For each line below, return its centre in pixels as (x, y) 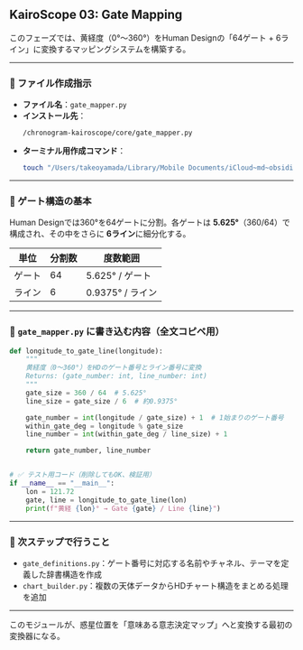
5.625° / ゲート (119, 276)
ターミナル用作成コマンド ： (74, 151)
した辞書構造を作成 (66, 574)
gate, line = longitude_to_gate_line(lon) (106, 500)
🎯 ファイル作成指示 (50, 83)
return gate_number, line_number (88, 450)
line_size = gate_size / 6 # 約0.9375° (102, 401)
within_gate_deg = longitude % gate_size (104, 426)
